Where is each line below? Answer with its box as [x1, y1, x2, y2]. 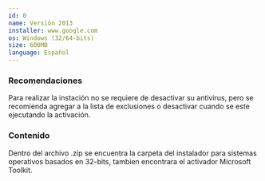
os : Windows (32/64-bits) [8, 33, 94, 42]
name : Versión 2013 [8, 19, 73, 27]
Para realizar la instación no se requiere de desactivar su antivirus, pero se [8, 93, 254, 103]
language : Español [8, 49, 69, 57]
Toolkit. [8, 165, 33, 175]
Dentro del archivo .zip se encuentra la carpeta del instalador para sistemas [8, 148, 257, 158]
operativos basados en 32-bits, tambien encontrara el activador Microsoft [8, 156, 251, 166]
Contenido [8, 130, 50, 141]
